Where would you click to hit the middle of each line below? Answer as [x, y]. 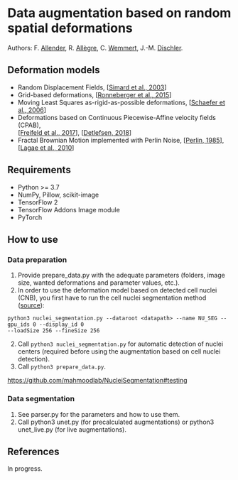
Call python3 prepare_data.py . [62, 366]
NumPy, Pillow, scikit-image [58, 195]
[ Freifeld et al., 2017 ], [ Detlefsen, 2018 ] [75, 132]
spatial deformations [70, 28]
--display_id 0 [61, 324]
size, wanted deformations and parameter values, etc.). [98, 283]
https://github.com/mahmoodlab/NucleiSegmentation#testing [97, 381]
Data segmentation [41, 399]
